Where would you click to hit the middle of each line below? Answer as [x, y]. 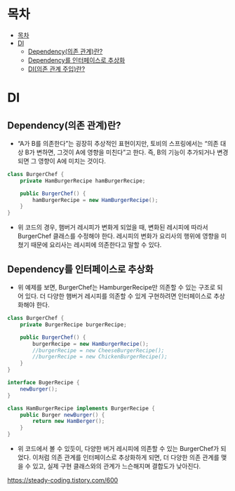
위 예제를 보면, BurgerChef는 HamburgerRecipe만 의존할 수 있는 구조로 [116, 287]
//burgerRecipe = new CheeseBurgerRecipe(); [99, 350]
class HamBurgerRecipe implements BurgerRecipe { [81, 408]
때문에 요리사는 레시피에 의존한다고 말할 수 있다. [96, 245]
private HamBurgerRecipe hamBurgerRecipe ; [83, 181]
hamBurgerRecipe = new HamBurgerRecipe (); [95, 200]
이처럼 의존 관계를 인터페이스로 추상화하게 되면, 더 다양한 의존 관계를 [126, 457]
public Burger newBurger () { [62, 415]
